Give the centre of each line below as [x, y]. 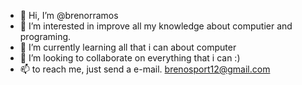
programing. [45, 36]
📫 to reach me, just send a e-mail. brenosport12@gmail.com [145, 69]
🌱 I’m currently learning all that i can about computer [128, 47]
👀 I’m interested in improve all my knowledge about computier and [156, 26]
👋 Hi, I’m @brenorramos [69, 15]
